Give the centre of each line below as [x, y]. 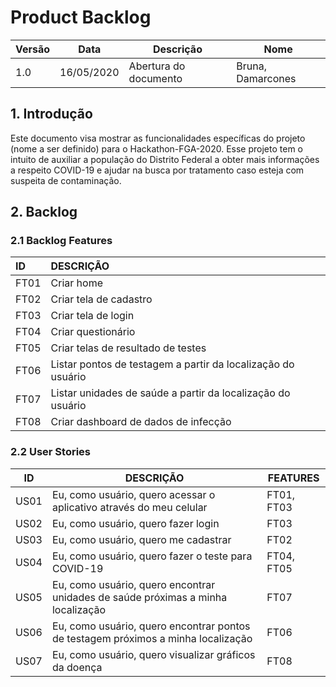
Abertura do [157, 66]
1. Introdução [51, 114]
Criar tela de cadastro [101, 299]
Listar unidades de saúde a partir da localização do [170, 393]
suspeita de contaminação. [66, 180]
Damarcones [266, 78]
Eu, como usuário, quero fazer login [135, 523]
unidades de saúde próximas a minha [139, 597]
